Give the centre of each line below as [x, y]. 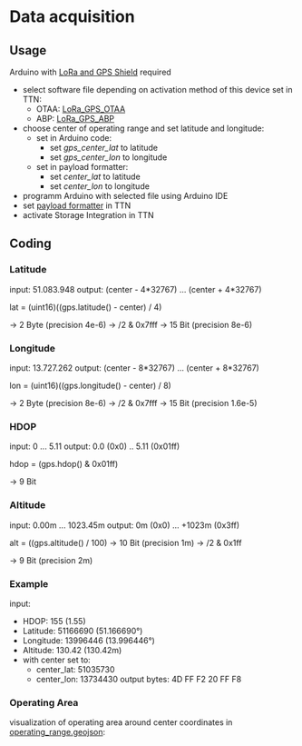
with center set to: [56, 660]
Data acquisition [72, 17]
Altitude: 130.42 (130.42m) [72, 650]
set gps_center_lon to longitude [108, 157]
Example [29, 583]
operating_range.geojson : [58, 732]
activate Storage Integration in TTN [88, 215]
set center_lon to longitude [99, 186]
